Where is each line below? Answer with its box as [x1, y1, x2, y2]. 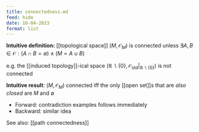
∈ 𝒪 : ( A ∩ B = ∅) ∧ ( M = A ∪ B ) [6, 50, 85, 57]
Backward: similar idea [14, 107, 72, 115]
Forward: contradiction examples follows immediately [14, 101, 147, 108]
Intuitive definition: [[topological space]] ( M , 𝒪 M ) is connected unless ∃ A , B [6, 42, 194, 51]
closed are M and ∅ [6, 89, 55, 97]
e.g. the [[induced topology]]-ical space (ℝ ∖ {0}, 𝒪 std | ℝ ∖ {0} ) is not [6, 62, 172, 71]
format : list [6, 25, 39, 32]
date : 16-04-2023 [6, 20, 50, 26]
